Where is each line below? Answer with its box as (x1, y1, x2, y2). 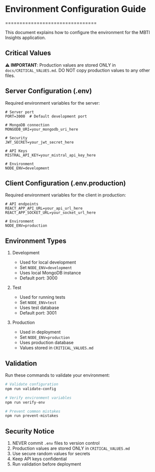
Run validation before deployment (12, 461, 81, 467)
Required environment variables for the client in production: (5, 192, 126, 198)
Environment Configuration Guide (5, 3, 147, 15)
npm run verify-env (5, 400, 45, 405)
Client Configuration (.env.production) (5, 179, 126, 187)
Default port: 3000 (19, 275, 58, 281)
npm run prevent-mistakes (5, 413, 58, 418)
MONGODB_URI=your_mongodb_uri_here (5, 127, 78, 132)
